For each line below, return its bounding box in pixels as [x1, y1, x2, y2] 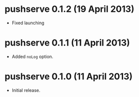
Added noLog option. [11, 53, 53, 59]
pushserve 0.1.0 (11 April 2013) [4, 71, 133, 82]
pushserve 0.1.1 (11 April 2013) [4, 37, 130, 48]
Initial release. [11, 87, 41, 93]
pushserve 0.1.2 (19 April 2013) [4, 3, 135, 15]
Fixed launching [11, 20, 45, 26]
